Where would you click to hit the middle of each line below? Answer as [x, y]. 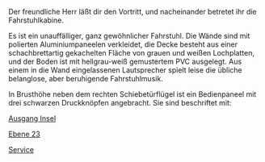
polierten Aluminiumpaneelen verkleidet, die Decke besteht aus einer [123, 44]
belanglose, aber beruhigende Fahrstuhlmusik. [86, 79]
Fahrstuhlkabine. [36, 20]
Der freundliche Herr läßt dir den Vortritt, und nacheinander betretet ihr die [132, 12]
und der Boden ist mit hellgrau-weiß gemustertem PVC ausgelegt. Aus [125, 61]
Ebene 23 [24, 134]
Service [21, 150]
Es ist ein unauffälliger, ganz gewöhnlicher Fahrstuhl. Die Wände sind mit [129, 36]
